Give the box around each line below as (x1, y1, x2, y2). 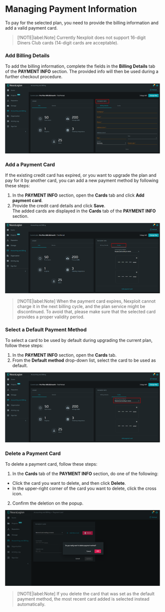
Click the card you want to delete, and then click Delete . (12, 480, 126, 486)
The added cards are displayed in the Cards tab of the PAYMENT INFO (12, 208, 156, 214)
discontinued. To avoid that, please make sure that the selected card (17, 309, 156, 315)
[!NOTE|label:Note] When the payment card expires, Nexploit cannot (17, 298, 156, 304)
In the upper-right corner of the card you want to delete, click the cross (12, 485, 157, 491)
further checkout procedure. (5, 74, 63, 80)
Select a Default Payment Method (5, 326, 87, 333)
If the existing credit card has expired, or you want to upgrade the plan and (5, 172, 157, 178)
